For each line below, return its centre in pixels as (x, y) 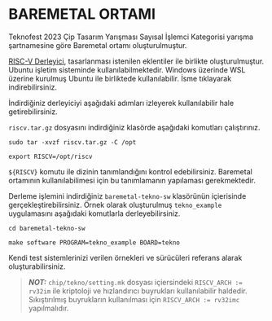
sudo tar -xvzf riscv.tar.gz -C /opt (72, 142)
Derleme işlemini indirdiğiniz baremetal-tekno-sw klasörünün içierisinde (127, 196)
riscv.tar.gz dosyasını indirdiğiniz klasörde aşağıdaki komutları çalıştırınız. (134, 127)
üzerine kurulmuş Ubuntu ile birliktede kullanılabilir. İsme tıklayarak (120, 78)
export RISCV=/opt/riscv (50, 156)
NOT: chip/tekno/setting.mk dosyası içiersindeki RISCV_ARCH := (135, 282)
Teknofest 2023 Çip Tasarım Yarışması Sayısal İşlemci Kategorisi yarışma (131, 37)
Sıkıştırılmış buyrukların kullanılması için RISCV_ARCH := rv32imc (134, 299)
